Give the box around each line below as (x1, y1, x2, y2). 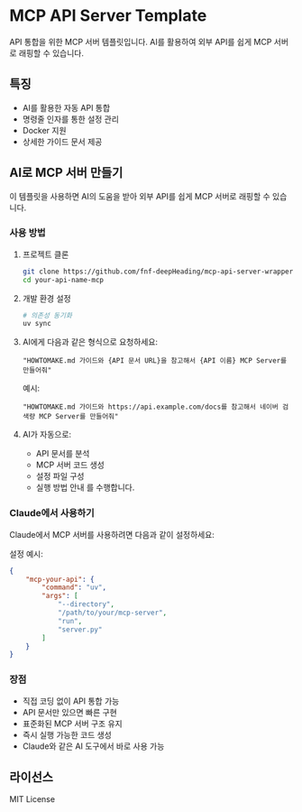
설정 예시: (9, 548, 43, 559)
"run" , (57, 616, 83, 625)
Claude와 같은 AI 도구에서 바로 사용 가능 (22, 741, 165, 752)
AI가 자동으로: (22, 429, 72, 440)
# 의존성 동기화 (22, 310, 72, 320)
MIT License (9, 794, 56, 805)
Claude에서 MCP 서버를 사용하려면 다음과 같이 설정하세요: (9, 529, 215, 540)
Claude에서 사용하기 (9, 507, 95, 520)
